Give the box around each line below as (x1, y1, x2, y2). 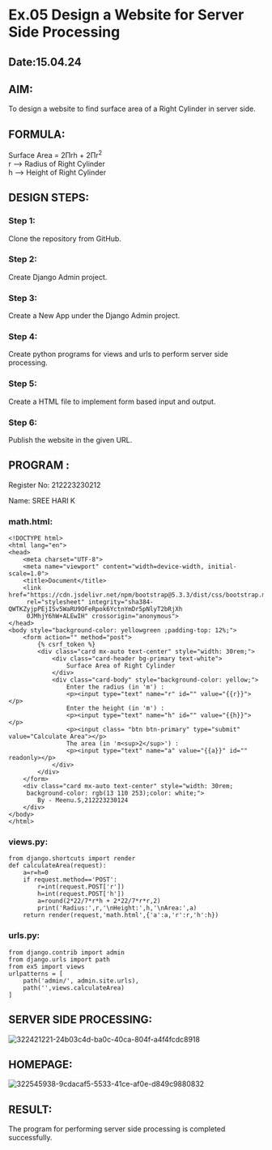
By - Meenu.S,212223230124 (37, 796, 129, 804)
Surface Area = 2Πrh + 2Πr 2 (8, 149, 103, 159)
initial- (207, 562, 237, 571)
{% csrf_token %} (37, 641, 96, 649)
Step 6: (8, 417, 38, 428)
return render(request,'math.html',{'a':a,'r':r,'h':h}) (23, 911, 219, 919)
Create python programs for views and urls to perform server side (8, 350, 228, 359)
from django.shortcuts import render (8, 855, 136, 863)
